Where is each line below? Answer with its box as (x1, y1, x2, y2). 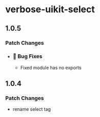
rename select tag (12, 106, 51, 112)
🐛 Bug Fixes (12, 53, 42, 60)
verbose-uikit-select (5, 4, 95, 15)
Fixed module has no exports (20, 64, 82, 71)
